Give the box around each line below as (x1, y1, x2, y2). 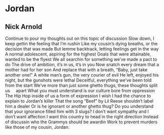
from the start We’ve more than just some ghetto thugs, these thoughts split (5, 82, 158, 88)
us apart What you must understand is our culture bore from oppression (5, 88, 155, 93)
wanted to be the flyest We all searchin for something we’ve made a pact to (5, 56, 158, 62)
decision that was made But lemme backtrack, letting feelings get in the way (5, 46, 159, 52)
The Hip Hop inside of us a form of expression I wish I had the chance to (5, 93, 151, 99)
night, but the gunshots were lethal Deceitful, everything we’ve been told (5, 77, 152, 83)
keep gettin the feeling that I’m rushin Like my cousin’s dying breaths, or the (5, 41, 158, 47)
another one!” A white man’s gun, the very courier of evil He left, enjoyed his (5, 72, 159, 78)
